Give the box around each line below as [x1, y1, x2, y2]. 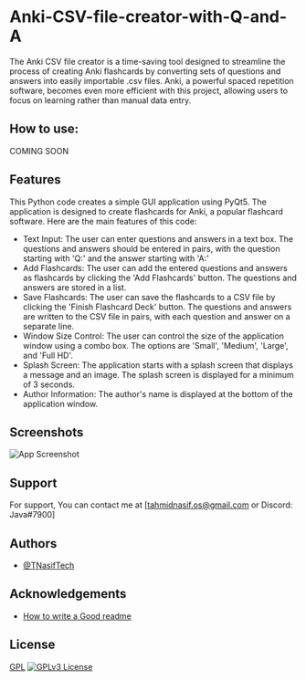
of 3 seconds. [22, 379, 76, 390]
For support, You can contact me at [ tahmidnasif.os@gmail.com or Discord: [9, 499, 293, 510]
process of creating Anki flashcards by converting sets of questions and [9, 66, 281, 77]
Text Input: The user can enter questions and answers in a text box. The [22, 233, 294, 244]
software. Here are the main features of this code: [9, 215, 197, 226]
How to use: [9, 121, 79, 137]
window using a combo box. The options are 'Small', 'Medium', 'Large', [22, 340, 290, 351]
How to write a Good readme [22, 610, 132, 622]
